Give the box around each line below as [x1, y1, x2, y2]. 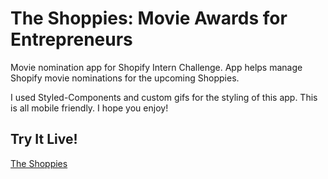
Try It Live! [10, 131, 78, 148]
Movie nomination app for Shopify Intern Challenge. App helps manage [10, 61, 303, 73]
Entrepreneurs [10, 28, 133, 51]
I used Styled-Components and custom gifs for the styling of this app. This [10, 91, 318, 103]
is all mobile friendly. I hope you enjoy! [10, 102, 169, 114]
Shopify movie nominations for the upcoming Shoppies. [10, 72, 240, 84]
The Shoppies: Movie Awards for [10, 7, 288, 30]
